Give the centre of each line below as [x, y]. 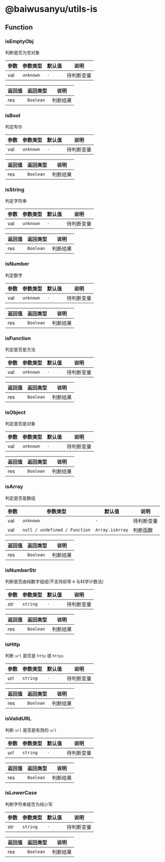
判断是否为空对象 [22, 52]
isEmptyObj [19, 41]
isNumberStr [21, 570]
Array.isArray [112, 530]
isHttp [13, 644]
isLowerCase [21, 793]
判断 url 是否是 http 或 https [34, 656]
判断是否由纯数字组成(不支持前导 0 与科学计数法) [54, 581]
